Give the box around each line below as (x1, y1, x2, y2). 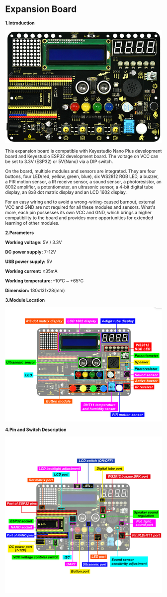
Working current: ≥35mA (5, 268, 58, 274)
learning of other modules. (5, 220, 60, 226)
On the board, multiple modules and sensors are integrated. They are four (5, 168, 156, 174)
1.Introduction (5, 20, 35, 26)
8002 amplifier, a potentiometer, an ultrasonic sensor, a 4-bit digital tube (5, 184, 154, 190)
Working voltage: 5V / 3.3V (5, 240, 62, 246)
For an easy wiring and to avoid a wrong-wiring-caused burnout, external (5, 199, 156, 205)
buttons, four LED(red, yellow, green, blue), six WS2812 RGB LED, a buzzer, (5, 173, 159, 179)
